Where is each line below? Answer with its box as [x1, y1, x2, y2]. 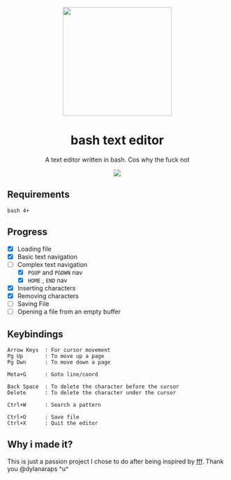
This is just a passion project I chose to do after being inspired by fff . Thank [7, 457, 224, 465]
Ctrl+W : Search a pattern [7, 401, 101, 408]
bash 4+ [7, 207, 30, 214]
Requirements [7, 189, 70, 201]
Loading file [17, 245, 52, 253]
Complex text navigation [17, 260, 88, 268]
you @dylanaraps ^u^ [7, 464, 69, 473]
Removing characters [17, 291, 79, 300]
